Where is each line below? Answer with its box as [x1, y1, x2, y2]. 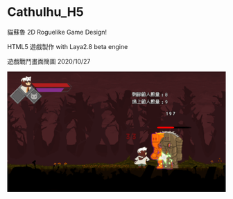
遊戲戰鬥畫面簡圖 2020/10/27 [7, 57, 91, 66]
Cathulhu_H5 [7, 4, 85, 20]
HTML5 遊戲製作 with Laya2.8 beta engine [7, 42, 128, 50]
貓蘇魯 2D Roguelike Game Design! [7, 28, 107, 36]
